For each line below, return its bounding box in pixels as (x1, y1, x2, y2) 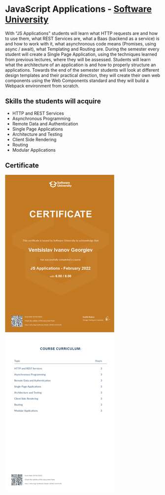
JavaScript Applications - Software (5, 3, 152, 15)
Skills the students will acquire (5, 97, 101, 106)
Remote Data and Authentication (12, 121, 78, 126)
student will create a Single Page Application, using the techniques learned (5, 51, 158, 57)
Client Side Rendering (12, 136, 57, 142)
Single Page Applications (12, 126, 63, 132)
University (5, 14, 49, 25)
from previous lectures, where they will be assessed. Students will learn (5, 56, 151, 62)
